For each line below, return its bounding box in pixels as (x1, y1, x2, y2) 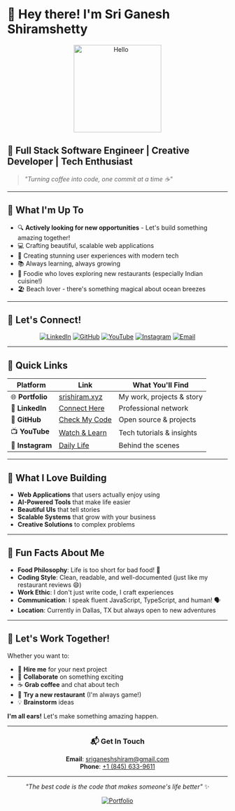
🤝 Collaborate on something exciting (17, 672, 124, 681)
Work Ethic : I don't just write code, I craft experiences (17, 588, 174, 596)
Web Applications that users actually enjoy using (17, 490, 160, 499)
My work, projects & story (118, 392, 203, 402)
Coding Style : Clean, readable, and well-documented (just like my (17, 573, 208, 581)
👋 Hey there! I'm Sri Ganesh (7, 6, 170, 22)
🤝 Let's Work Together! (7, 633, 111, 645)
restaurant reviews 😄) (17, 581, 82, 589)
